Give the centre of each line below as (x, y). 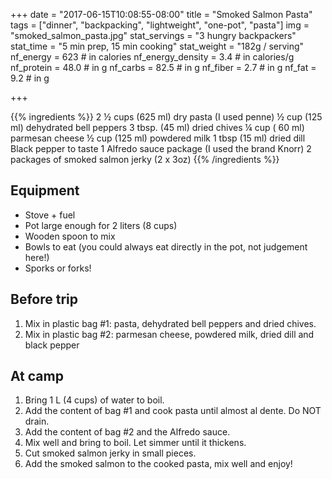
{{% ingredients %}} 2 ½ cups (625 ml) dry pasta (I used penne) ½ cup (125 (166, 117)
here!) (37, 257)
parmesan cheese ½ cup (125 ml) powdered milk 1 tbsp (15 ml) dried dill (158, 138)
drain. (37, 421)
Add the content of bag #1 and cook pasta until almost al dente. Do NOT (173, 411)
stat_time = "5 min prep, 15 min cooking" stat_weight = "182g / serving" (157, 46)
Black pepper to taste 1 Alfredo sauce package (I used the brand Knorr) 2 (161, 148)
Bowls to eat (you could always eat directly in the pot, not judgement (166, 246)
